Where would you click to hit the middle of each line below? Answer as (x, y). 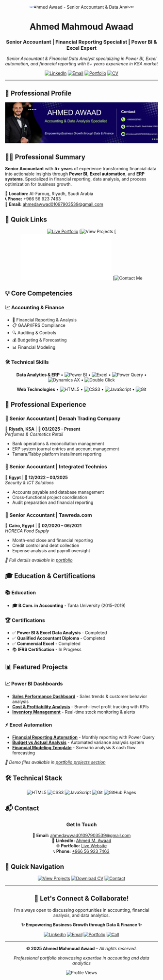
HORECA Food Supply (27, 531)
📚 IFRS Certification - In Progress (47, 650)
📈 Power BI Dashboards (34, 684)
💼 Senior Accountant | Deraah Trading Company (63, 419)
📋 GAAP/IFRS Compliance (39, 325)
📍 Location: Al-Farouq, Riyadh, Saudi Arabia (49, 193)
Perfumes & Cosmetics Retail (34, 434)
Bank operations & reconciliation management (58, 444)
